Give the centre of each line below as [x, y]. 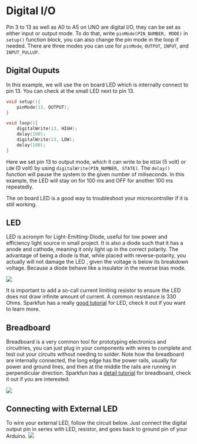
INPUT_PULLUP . [23, 52]
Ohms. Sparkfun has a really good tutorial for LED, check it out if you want [96, 303]
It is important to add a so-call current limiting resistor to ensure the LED [94, 290]
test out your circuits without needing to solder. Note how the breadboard [95, 354]
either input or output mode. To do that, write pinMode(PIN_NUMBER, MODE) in [97, 33]
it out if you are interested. [38, 379]
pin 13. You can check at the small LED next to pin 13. [70, 91]
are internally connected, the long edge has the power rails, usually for [92, 361]
